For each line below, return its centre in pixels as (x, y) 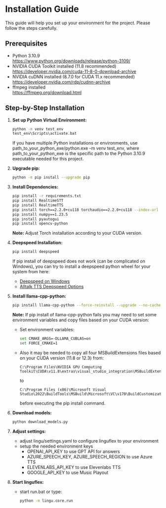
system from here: (31, 272)
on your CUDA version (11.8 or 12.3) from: (62, 358)
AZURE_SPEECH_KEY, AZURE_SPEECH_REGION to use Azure (90, 457)
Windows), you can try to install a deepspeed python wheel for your (81, 266)
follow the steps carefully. (31, 28)
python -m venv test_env (38, 129)
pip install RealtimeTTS (38, 205)
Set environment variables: (47, 330)
